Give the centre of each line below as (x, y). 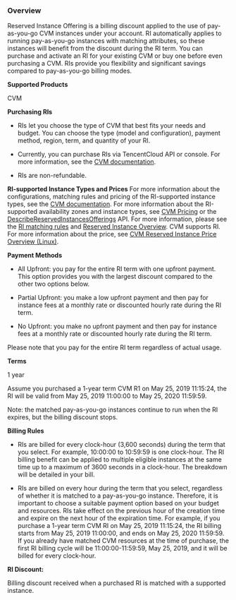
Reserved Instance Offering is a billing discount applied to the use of (107, 26)
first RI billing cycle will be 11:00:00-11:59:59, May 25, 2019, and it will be (122, 548)
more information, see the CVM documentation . (87, 162)
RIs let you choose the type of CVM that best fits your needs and (111, 126)
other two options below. (54, 284)
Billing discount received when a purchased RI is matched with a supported (117, 583)
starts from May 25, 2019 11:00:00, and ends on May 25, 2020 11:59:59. (121, 533)
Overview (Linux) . (33, 241)
